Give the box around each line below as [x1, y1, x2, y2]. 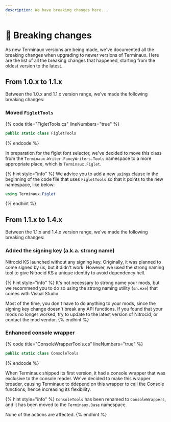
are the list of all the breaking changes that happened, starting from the [5, 57, 156, 63]
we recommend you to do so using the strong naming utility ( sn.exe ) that [5, 285, 158, 291]
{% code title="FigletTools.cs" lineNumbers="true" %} [5, 121, 120, 127]
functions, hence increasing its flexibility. [5, 386, 91, 392]
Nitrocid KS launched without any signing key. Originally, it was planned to [5, 259, 161, 265]
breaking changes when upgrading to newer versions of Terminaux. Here [5, 52, 159, 58]
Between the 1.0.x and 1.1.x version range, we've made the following [5, 91, 148, 97]
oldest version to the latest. [5, 62, 63, 69]
